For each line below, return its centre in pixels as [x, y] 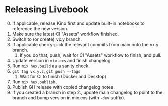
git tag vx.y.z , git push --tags [46, 71]
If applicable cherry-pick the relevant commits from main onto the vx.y [85, 44]
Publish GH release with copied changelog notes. [63, 87]
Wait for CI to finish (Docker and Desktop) [63, 76]
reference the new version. [40, 28]
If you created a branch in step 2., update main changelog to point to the [87, 92]
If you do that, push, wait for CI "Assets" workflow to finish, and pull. [91, 55]
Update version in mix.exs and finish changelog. [62, 60]
